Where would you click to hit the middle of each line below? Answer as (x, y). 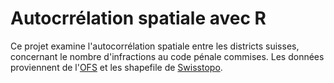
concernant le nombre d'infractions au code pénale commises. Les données (167, 56)
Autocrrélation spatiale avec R (138, 18)
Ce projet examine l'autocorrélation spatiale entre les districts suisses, (155, 46)
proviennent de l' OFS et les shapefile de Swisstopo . (116, 67)
